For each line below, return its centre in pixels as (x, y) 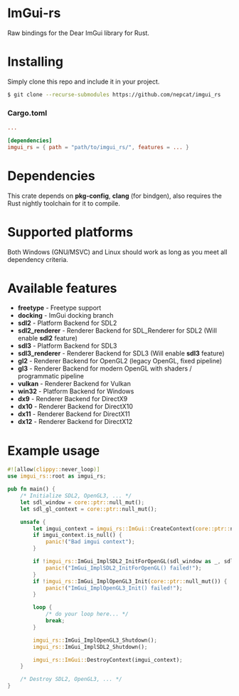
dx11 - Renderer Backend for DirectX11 (74, 414)
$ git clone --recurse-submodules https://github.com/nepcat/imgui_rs (114, 94)
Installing (36, 62)
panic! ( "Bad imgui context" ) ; (90, 542)
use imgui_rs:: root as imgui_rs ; (57, 476)
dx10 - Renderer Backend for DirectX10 (75, 407)
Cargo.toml (27, 113)
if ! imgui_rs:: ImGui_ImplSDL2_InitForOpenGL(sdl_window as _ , (127, 562)
